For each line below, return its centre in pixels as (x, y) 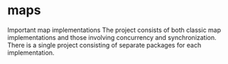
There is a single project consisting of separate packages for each (104, 45)
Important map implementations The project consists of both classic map (114, 30)
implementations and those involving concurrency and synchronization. (112, 37)
